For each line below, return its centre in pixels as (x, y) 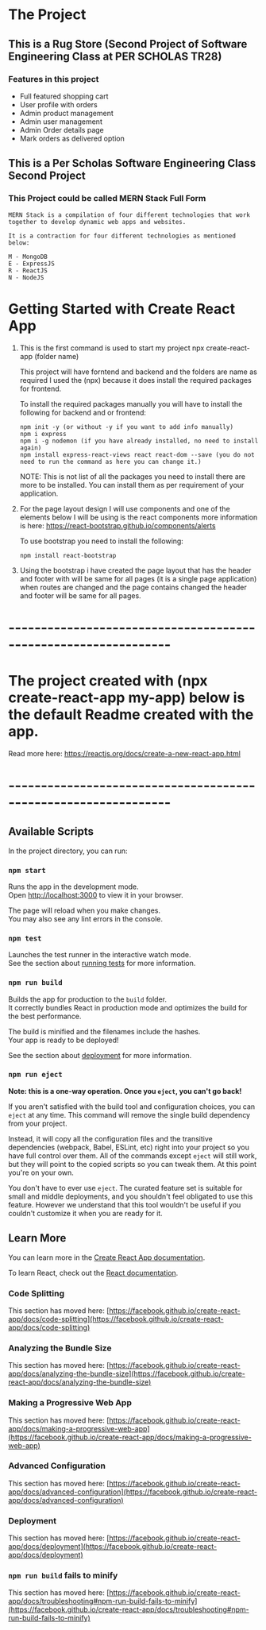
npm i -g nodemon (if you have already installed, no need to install (139, 441)
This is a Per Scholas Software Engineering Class (132, 163)
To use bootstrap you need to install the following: (102, 541)
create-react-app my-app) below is (127, 697)
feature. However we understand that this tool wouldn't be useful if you (125, 1204)
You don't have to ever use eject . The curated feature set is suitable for (125, 1188)
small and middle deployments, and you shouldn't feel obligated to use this (131, 1196)
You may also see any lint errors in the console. (85, 918)
